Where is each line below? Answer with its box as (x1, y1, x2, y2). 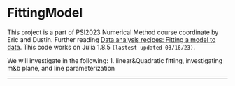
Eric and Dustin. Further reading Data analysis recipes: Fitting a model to (7, 35, 216, 43)
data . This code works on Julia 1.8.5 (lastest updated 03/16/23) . (7, 43, 196, 51)
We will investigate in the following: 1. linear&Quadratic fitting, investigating (7, 56, 223, 64)
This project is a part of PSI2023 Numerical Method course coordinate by (7, 28, 219, 36)
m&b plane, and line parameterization (7, 64, 115, 72)
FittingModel (7, 5, 83, 21)
